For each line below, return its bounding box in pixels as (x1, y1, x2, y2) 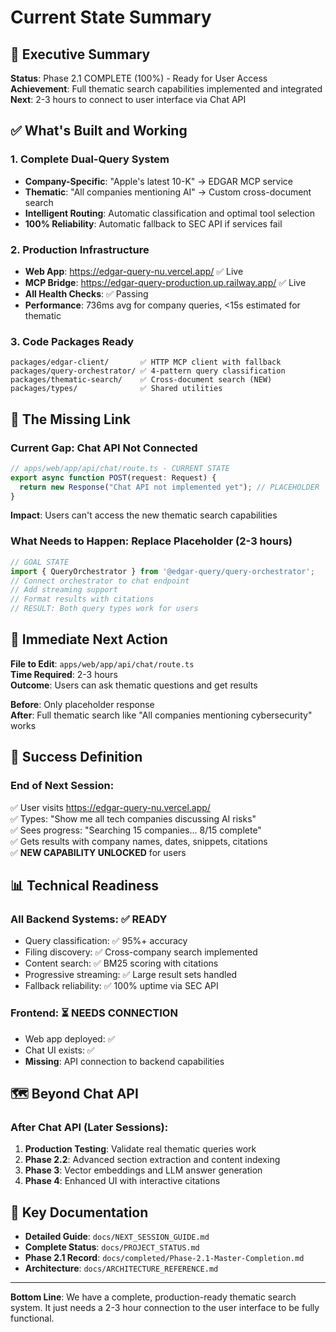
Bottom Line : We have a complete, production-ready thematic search (10, 1291, 297, 1303)
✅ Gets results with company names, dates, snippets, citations (10, 835, 268, 847)
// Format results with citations (10, 594, 155, 605)
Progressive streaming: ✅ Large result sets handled (24, 969, 238, 981)
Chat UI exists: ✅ (24, 1044, 95, 1056)
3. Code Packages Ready (10, 334, 135, 348)
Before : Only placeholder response (10, 698, 155, 710)
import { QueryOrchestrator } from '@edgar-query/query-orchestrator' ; (10, 566, 315, 576)
